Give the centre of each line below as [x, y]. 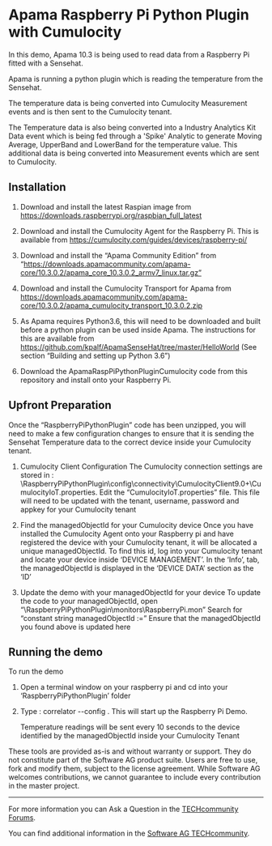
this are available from [57, 338]
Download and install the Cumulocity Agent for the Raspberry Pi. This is [139, 231]
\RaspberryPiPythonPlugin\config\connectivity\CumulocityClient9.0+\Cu [140, 483]
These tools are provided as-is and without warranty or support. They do [130, 751]
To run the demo [36, 672]
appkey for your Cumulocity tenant [78, 509]
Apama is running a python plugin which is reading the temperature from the [136, 79]
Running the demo [56, 652]
